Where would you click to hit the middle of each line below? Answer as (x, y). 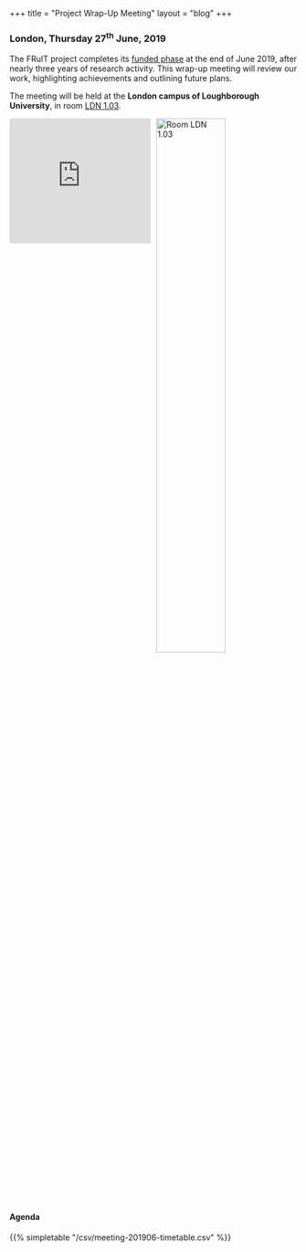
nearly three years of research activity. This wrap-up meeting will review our (153, 68)
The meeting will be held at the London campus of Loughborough (135, 96)
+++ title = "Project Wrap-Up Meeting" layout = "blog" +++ (121, 13)
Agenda (25, 1217)
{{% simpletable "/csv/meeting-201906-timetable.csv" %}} (120, 1237)
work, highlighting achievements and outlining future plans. (121, 78)
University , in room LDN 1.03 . (65, 105)
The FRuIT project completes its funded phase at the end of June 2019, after (153, 58)
